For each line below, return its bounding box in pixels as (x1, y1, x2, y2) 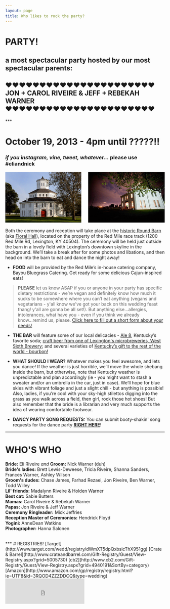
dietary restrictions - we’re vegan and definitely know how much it (17, 290, 156, 296)
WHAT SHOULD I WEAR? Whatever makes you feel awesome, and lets (12, 358, 160, 364)
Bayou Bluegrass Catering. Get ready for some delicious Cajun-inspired (12, 270, 162, 276)
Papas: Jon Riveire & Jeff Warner (5, 504, 75, 510)
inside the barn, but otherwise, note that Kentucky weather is (12, 369, 140, 375)
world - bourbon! (12, 348, 49, 354)
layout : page (5, 8, 33, 13)
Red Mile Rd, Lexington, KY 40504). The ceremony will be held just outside (5, 238, 162, 244)
